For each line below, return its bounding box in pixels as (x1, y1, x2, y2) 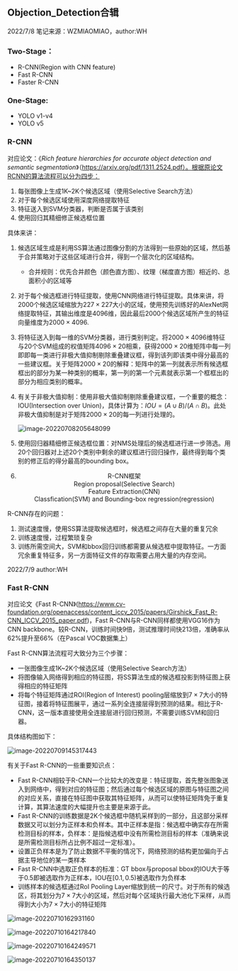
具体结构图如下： (7, 732, 57, 741)
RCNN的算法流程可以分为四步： (7, 172, 101, 180)
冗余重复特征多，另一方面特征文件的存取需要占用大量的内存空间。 (17, 551, 210, 559)
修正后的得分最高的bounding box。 (30, 456, 133, 465)
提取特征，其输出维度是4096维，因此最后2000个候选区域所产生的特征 (23, 309, 229, 318)
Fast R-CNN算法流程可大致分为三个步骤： (7, 649, 130, 657)
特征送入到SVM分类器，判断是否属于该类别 (17, 204, 144, 213)
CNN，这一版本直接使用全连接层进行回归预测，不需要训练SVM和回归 (17, 708, 220, 717)
